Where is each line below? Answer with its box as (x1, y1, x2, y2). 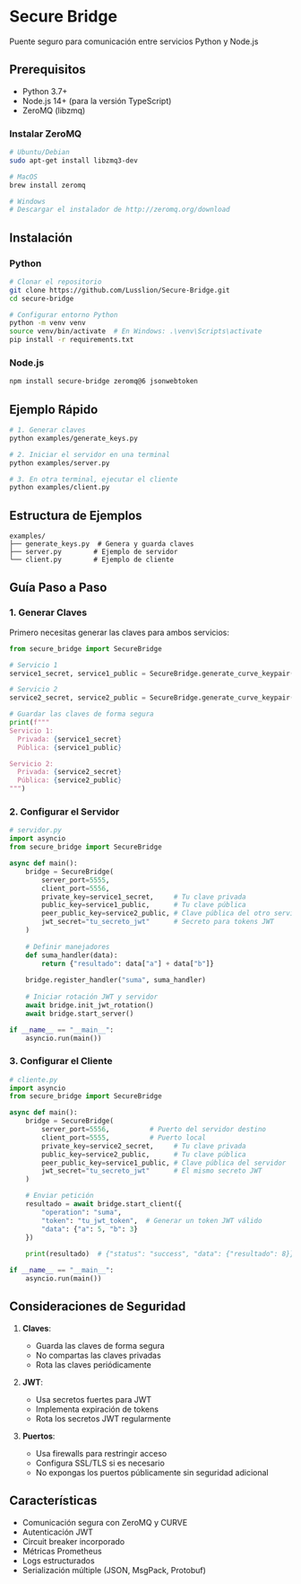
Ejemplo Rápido (9, 401, 99, 417)
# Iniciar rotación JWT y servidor (25, 992, 159, 1002)
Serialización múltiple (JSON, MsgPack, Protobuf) (21, 1564, 206, 1575)
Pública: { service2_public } (17, 776, 123, 785)
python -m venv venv (9, 319, 87, 328)
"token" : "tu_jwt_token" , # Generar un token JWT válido (41, 1216, 262, 1225)
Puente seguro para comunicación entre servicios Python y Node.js (9, 36, 259, 47)
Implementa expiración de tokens (35, 1404, 159, 1414)
